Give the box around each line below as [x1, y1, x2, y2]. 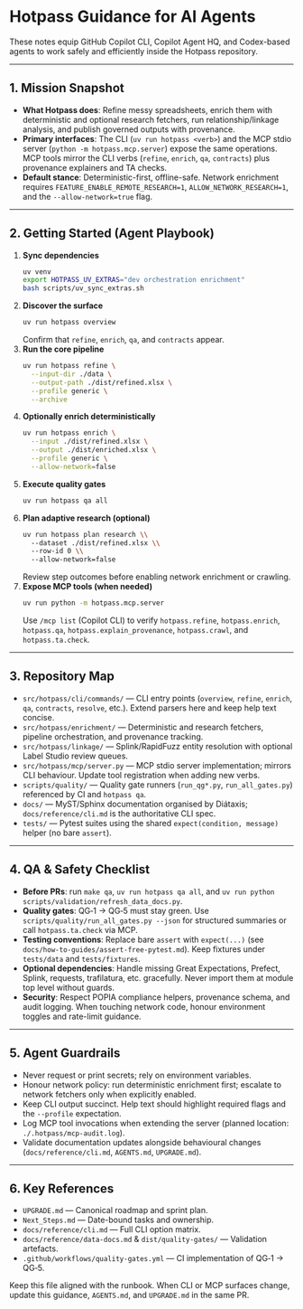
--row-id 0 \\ [31, 547, 84, 556]
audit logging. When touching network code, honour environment [22, 1001, 266, 1012]
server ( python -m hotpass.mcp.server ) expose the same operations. [22, 143, 278, 154]
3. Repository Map [9, 669, 115, 684]
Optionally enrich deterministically [22, 411, 156, 422]
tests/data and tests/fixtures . [22, 953, 142, 964]
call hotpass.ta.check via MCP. [22, 924, 138, 935]
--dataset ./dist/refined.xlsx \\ [31, 538, 161, 548]
